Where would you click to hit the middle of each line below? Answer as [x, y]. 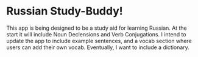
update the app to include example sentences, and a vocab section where [99, 41]
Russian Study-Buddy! [65, 11]
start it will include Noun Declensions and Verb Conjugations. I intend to [97, 34]
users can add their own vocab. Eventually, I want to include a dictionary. [98, 47]
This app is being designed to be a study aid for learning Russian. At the [97, 28]
